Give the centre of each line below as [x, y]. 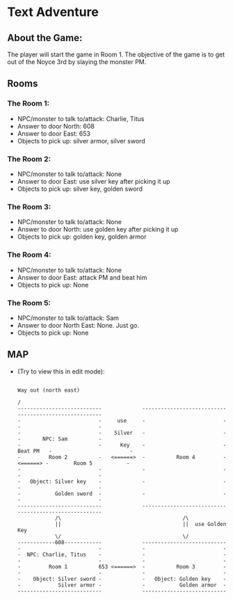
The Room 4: [29, 255]
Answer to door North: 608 [56, 126]
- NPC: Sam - [59, 439]
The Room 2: [29, 159]
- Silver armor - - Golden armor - [122, 585]
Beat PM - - [75, 451]
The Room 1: [29, 104]
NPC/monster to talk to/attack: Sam [68, 318]
